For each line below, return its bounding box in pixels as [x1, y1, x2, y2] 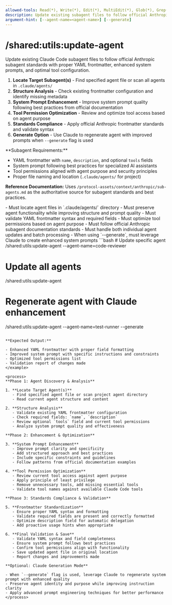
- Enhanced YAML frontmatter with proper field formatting [5, 347, 134, 352]
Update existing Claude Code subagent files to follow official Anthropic [5, 56, 155, 62]
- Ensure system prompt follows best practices [12, 541, 116, 546]
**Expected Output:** [5, 338, 52, 344]
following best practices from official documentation [12, 104, 123, 111]
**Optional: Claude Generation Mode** [5, 563, 88, 568]
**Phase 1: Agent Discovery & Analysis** [5, 379, 95, 384]
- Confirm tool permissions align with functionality [12, 545, 130, 550]
